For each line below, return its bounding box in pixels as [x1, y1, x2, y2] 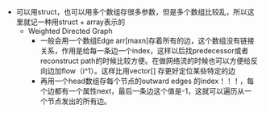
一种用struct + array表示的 [37, 17, 126, 27]
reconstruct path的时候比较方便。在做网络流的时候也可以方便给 [39, 56, 251, 65]
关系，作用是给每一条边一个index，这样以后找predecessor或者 [39, 46, 249, 55]
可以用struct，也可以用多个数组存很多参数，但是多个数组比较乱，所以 [15, 7, 247, 16]
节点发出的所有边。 [47, 96, 111, 106]
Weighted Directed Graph [27, 27, 113, 36]
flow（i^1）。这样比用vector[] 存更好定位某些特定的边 [61, 66, 236, 75]
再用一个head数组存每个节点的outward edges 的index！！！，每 [39, 76, 255, 86]
